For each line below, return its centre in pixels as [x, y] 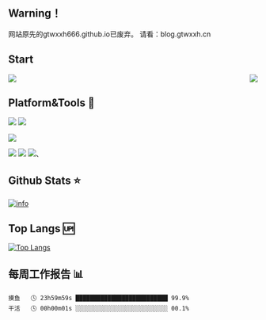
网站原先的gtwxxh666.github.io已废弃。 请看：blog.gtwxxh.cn [110, 34]
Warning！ [35, 13]
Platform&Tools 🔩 [51, 103]
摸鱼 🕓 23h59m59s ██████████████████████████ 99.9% [99, 298]
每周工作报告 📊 [46, 274]
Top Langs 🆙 [42, 229]
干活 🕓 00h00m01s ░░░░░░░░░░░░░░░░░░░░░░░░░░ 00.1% [99, 308]
